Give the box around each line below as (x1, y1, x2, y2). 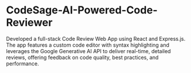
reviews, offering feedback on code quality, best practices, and (6, 54, 159, 61)
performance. (6, 60, 39, 67)
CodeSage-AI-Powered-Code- (6, 4, 158, 17)
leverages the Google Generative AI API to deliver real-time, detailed (6, 47, 171, 54)
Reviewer (6, 16, 53, 29)
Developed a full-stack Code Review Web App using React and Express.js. (6, 35, 186, 42)
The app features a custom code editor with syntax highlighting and (6, 41, 170, 48)
